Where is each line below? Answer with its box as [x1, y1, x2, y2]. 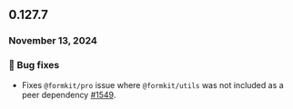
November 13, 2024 [8, 35, 97, 47]
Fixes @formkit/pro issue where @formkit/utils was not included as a [21, 79, 284, 90]
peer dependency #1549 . [21, 89, 116, 100]
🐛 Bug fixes [8, 59, 60, 72]
